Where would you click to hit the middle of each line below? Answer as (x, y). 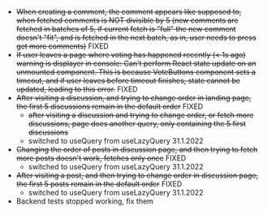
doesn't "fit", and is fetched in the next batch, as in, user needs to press (136, 37)
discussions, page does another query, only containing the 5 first (137, 124)
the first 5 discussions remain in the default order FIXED (110, 106)
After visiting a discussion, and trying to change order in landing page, (133, 98)
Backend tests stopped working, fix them (85, 201)
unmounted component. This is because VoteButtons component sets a (136, 72)
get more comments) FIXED (62, 46)
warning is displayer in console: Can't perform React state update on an (136, 63)
